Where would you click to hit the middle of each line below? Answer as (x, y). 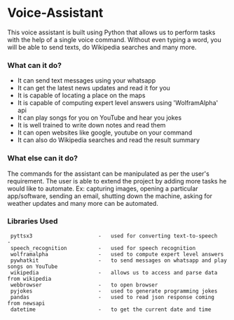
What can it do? (34, 65)
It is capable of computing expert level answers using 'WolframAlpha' (118, 103)
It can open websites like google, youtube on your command (105, 133)
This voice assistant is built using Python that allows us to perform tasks (111, 32)
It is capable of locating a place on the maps (81, 95)
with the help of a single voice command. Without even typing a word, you (115, 39)
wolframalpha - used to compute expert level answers (117, 254)
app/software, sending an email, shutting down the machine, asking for (110, 196)
